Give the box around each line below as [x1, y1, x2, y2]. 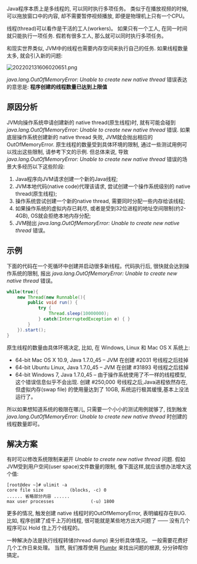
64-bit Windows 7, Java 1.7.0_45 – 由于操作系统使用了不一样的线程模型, [15, 371, 187, 378]
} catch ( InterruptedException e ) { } [38, 316, 131, 322]
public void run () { [28, 300, 78, 305]
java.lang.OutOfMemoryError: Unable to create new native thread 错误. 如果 [6, 126, 191, 133]
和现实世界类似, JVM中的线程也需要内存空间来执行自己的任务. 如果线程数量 [6, 45, 188, 52]
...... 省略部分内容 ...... [6, 493, 70, 499]
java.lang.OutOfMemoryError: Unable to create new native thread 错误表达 [6, 76, 188, 83]
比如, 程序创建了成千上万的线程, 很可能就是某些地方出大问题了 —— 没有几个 [6, 517, 190, 524]
